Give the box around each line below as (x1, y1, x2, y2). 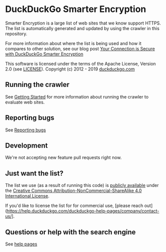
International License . (5, 193, 50, 199)
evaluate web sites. (5, 99, 45, 105)
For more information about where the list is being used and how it (5, 40, 142, 46)
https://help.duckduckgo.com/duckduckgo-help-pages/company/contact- (6, 208, 160, 214)
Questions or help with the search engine (5, 227, 136, 236)
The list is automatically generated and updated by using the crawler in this (5, 25, 160, 31)
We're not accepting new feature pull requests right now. (5, 154, 122, 160)
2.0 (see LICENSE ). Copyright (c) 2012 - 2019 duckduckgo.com (5, 66, 135, 72)
